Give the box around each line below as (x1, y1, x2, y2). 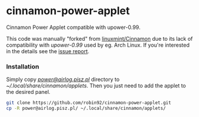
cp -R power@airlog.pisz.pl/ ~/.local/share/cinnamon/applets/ (6, 105, 166, 112)
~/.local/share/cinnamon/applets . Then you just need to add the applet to (6, 82, 186, 89)
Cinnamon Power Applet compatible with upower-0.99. (6, 24, 141, 31)
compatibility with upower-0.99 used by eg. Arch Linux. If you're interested (6, 41, 190, 48)
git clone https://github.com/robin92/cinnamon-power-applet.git (6, 100, 171, 106)
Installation (6, 62, 40, 70)
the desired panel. (6, 89, 50, 96)
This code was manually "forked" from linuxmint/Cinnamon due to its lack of (6, 35, 193, 42)
